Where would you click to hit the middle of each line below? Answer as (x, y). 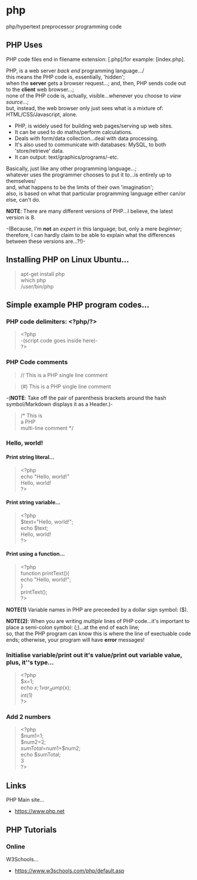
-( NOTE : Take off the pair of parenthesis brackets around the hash (86, 398)
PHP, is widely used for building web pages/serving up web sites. (94, 126)
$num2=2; (33, 742)
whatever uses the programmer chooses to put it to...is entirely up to (89, 175)
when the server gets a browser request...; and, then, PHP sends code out (96, 83)
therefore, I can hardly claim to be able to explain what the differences (91, 235)
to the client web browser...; (40, 89)
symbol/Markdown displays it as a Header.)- (60, 404)
